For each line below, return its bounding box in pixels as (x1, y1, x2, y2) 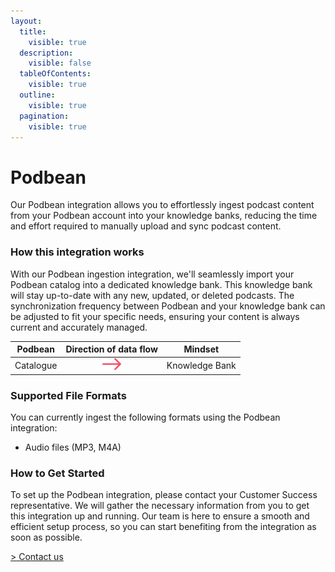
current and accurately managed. (10, 321, 148, 333)
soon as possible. (10, 531, 83, 544)
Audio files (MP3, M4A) (24, 441, 122, 454)
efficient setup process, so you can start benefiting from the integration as (10, 521, 317, 533)
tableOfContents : (19, 69, 92, 79)
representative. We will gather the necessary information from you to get (10, 500, 310, 512)
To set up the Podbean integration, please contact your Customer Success (10, 489, 318, 501)
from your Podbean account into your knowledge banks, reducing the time (10, 210, 318, 222)
